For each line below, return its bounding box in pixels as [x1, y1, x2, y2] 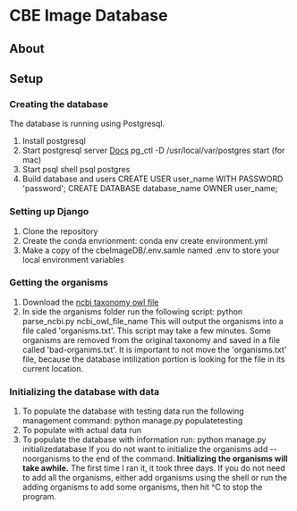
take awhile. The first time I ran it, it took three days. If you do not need [21, 463, 286, 473]
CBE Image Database [9, 5, 168, 26]
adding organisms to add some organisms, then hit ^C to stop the [21, 482, 263, 492]
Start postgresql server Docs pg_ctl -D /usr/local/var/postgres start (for [21, 145, 285, 156]
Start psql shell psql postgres [21, 164, 131, 175]
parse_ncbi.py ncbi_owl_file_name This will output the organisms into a [21, 315, 284, 326]
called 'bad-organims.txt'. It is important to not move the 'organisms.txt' [21, 344, 287, 355]
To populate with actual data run [21, 425, 141, 436]
